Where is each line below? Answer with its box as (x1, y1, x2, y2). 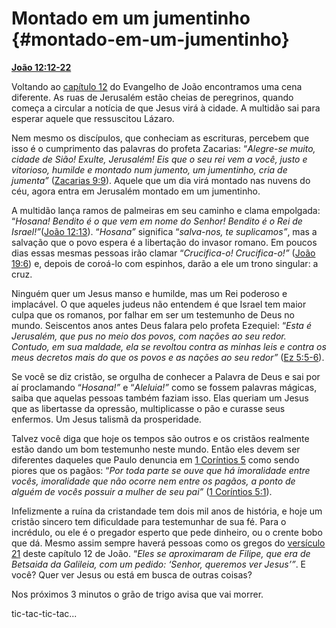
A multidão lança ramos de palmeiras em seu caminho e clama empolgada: (11, 204, 321, 216)
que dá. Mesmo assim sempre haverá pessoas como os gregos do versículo (11, 537, 326, 549)
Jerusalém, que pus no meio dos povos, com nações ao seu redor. (11, 330, 287, 342)
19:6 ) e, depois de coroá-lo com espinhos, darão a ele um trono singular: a (11, 257, 319, 269)
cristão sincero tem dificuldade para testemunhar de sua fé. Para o (11, 515, 287, 527)
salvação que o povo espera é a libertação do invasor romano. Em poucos (11, 236, 318, 248)
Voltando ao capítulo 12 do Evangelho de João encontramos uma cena (11, 80, 303, 92)
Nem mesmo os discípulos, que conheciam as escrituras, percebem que (11, 132, 310, 144)
